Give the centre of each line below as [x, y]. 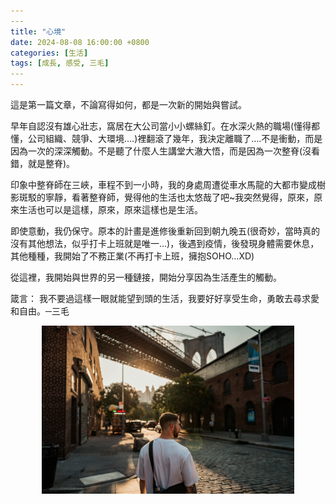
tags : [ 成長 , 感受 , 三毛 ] [60, 63]
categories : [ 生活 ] [49, 53]
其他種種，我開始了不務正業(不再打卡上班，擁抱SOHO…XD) [132, 256]
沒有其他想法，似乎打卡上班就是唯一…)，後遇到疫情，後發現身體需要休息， [165, 243]
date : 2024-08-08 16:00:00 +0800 [80, 42]
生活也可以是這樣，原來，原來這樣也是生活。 [110, 209]
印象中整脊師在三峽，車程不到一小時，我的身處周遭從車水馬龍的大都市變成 [163, 184]
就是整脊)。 [51, 163]
